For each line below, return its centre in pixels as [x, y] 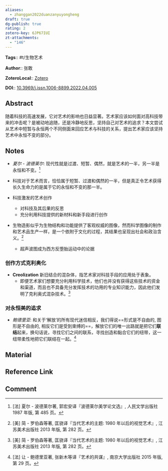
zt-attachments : [22, 38]
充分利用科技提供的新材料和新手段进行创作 [64, 215]
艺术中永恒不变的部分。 [29, 135]
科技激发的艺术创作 [32, 198]
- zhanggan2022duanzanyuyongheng [44, 15]
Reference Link [29, 372]
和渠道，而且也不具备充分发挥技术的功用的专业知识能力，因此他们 [88, 287]
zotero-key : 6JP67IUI [28, 33]
